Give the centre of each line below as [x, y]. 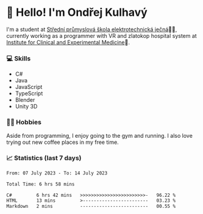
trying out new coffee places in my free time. [62, 142]
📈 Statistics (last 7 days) [44, 158]
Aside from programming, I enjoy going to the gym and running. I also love [100, 135]
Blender [25, 100]
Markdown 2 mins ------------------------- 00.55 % [91, 207]
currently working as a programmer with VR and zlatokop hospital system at [101, 35]
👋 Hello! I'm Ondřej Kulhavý [77, 12]
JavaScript [29, 87]
